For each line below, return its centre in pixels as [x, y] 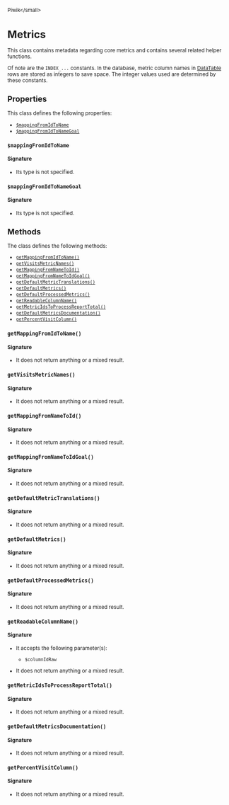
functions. [19, 57]
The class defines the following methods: [57, 246]
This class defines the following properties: [60, 113]
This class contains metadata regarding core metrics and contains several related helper [114, 51]
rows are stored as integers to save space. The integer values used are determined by [112, 74]
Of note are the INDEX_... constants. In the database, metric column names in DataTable [114, 68]
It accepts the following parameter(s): [61, 648]
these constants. [28, 80]
